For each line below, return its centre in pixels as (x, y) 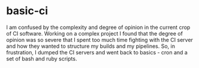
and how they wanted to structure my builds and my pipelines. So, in (91, 46)
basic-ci (27, 11)
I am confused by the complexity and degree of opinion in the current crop (98, 27)
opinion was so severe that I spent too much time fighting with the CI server (100, 40)
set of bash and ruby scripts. (42, 59)
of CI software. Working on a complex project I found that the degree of (94, 33)
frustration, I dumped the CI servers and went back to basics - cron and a (97, 52)
